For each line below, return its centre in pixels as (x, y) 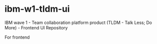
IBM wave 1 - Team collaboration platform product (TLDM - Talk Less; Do (78, 22)
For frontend (17, 37)
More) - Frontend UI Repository (36, 27)
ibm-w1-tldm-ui (37, 9)
